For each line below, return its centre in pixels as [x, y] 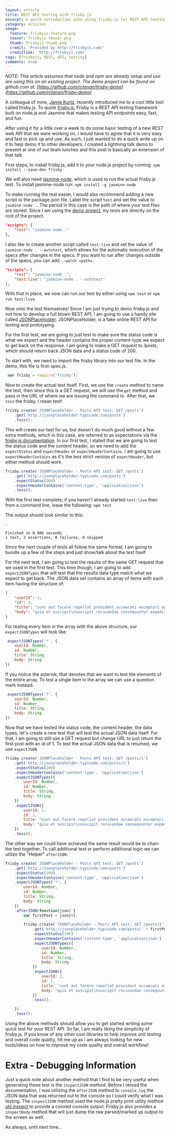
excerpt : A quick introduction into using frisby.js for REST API [77, 19]
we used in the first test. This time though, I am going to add [68, 568]
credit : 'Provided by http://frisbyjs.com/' [57, 48]
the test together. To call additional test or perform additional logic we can [82, 849]
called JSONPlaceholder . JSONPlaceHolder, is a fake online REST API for [81, 319]
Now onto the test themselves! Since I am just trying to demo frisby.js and [82, 309]
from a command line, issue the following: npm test [58, 505]
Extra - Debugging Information [71, 1066]
